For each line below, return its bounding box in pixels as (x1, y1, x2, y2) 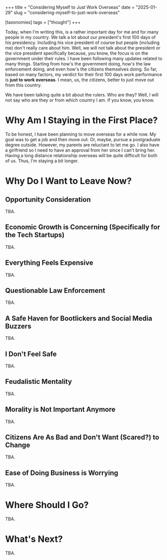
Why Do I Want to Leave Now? (5, 175, 132, 187)
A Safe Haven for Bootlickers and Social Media (5, 314, 153, 322)
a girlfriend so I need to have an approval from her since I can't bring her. (5, 147, 156, 153)
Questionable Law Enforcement (5, 286, 106, 295)
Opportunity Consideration (5, 195, 91, 204)
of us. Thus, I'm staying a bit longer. (5, 158, 79, 164)
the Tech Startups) (5, 231, 65, 239)
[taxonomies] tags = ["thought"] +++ (5, 20, 81, 25)
